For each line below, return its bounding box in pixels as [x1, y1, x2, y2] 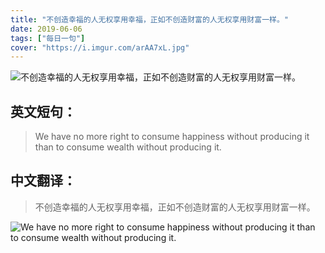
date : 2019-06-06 [10, 24, 83, 34]
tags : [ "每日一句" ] [10, 33, 86, 43]
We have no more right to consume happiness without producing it [34, 131, 310, 143]
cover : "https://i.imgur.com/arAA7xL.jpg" [10, 42, 190, 53]
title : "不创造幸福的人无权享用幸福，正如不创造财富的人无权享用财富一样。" [10, 14, 289, 25]
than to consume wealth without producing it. [34, 141, 222, 153]
